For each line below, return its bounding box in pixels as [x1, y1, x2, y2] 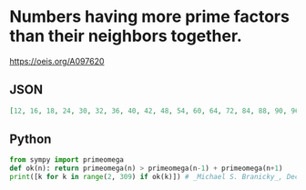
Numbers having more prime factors [9, 6, 290, 27]
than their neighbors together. [9, 25, 243, 46]
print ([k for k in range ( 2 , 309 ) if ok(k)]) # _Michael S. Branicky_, [9, 173, 283, 182]
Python [9, 132, 52, 147]
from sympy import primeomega [9, 155, 125, 165]
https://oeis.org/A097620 [9, 55, 105, 66]
